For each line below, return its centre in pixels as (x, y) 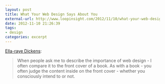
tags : (11, 28)
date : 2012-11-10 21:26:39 (33, 23)
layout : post (18, 10)
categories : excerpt (26, 37)
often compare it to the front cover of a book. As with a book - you (84, 66)
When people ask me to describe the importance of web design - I (84, 60)
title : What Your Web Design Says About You (51, 14)
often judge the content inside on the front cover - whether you (81, 71)
